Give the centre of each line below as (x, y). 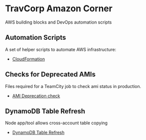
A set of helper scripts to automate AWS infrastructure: (61, 49)
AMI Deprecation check (36, 96)
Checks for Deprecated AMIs (50, 74)
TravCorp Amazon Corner (59, 9)
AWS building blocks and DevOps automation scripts (58, 22)
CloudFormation (29, 59)
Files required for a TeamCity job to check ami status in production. (73, 86)
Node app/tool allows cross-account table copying (57, 123)
